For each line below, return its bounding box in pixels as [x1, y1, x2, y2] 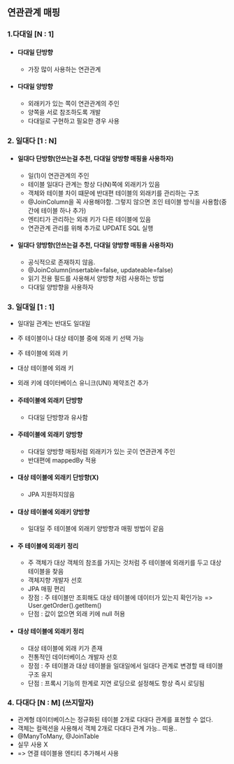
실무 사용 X [17, 740, 48, 749]
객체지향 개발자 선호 [27, 576, 82, 584]
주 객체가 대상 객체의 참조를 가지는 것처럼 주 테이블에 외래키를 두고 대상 [27, 558, 222, 567]
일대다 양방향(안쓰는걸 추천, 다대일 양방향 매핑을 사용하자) [17, 241, 174, 250]
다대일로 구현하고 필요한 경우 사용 [27, 116, 120, 125]
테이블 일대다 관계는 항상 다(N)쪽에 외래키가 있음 [27, 180, 161, 188]
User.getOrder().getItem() [27, 601, 102, 610]
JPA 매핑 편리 [27, 585, 66, 593]
